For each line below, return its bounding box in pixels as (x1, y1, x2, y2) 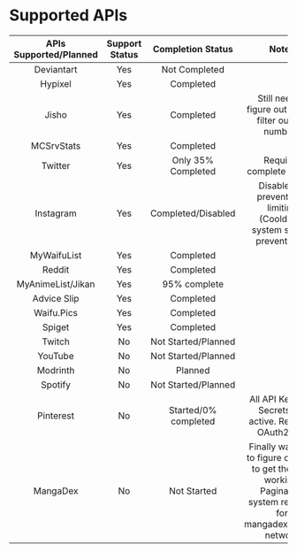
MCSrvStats (30, 139, 81, 151)
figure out (246, 103, 287, 115)
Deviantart (34, 63, 78, 75)
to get (251, 462, 277, 474)
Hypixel (40, 77, 72, 89)
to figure (246, 451, 282, 464)
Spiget (42, 320, 70, 333)
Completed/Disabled (149, 207, 236, 219)
